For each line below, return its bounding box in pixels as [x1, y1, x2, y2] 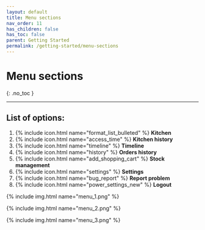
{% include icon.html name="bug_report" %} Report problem [15, 174, 170, 182]
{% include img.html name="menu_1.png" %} [6, 193, 120, 200]
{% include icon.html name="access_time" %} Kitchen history [15, 135, 173, 143]
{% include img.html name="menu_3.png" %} [6, 216, 121, 223]
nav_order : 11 [6, 20, 43, 26]
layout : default [6, 9, 48, 15]
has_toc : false [6, 32, 45, 38]
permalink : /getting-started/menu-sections [6, 43, 119, 49]
